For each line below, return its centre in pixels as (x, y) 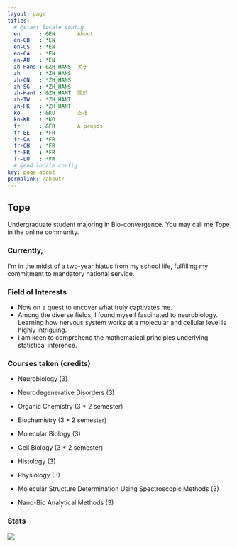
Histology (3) (37, 461)
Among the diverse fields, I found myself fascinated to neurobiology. (118, 315)
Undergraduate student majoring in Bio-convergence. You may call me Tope (119, 225)
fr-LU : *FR (34, 159)
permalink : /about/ (36, 179)
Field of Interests (37, 292)
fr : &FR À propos (58, 126)
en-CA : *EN (34, 54)
